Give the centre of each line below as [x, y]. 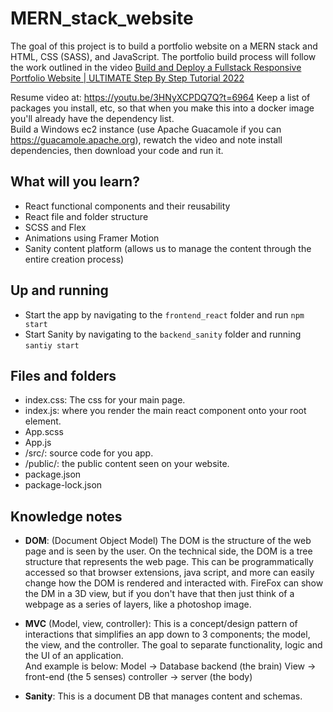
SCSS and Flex [55, 227]
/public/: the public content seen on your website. [127, 464]
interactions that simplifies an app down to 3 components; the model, [167, 634]
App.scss [44, 432]
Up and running [59, 290]
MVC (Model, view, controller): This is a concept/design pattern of [161, 624]
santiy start [52, 345]
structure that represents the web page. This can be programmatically [169, 562]
